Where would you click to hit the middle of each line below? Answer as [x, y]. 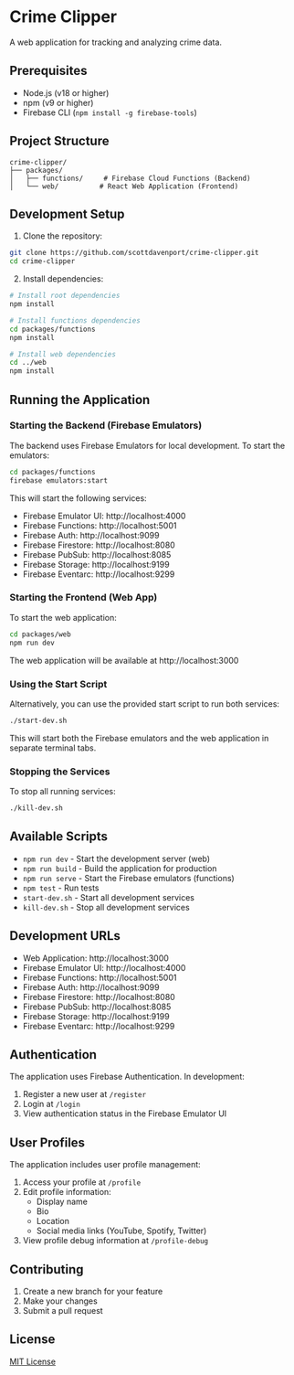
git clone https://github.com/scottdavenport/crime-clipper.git [134, 253]
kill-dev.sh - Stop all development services [106, 907]
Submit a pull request [63, 1311]
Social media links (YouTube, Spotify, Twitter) [121, 1231]
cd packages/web [40, 634]
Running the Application [80, 400]
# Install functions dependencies [75, 320]
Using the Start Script [58, 684]
